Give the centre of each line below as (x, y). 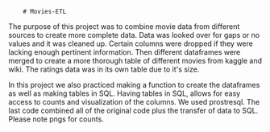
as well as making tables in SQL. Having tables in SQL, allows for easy (125, 93)
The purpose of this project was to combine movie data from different (124, 27)
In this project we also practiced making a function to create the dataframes (134, 85)
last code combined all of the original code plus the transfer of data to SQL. (133, 110)
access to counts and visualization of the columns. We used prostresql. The (134, 102)
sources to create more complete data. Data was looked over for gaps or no (134, 35)
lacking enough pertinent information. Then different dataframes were (125, 52)
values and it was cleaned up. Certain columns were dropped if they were (131, 43)
